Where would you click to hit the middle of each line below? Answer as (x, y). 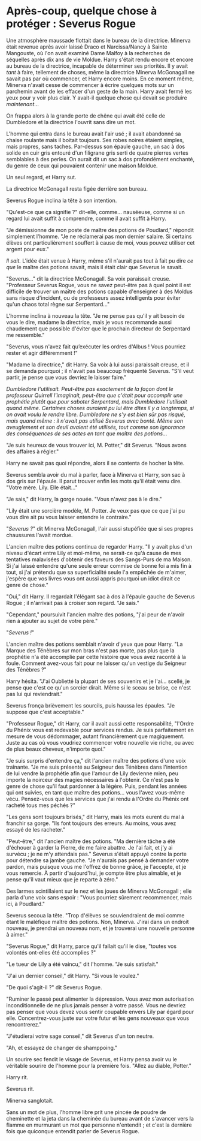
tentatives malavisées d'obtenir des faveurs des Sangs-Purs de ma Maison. (99, 559)
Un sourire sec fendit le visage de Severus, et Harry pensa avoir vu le (92, 1059)
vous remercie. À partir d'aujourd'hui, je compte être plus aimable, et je (94, 873)
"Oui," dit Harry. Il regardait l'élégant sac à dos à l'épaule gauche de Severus (100, 596)
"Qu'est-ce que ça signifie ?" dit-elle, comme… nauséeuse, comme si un (96, 212)
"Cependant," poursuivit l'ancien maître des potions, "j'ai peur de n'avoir (95, 614)
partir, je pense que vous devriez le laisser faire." (66, 377)
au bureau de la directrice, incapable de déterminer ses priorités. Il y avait (97, 66)
